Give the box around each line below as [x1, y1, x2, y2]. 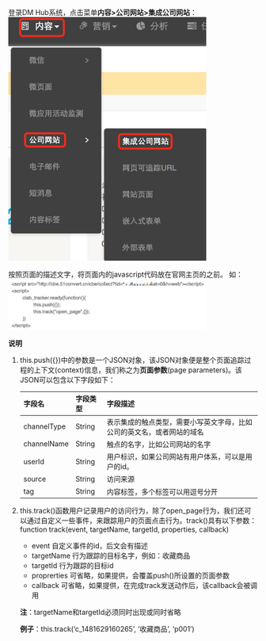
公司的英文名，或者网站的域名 [106, 427, 204, 437]
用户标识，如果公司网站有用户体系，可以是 [106, 452, 245, 462]
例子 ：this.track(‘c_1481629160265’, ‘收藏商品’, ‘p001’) [19, 624, 196, 634]
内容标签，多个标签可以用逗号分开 [106, 486, 218, 496]
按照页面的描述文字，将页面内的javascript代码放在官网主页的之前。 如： [8, 269, 243, 279]
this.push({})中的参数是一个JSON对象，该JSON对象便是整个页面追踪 [19, 355, 245, 364]
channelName [23, 439, 69, 448]
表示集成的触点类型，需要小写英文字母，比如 [106, 417, 253, 426]
